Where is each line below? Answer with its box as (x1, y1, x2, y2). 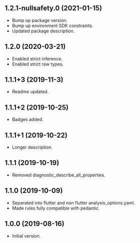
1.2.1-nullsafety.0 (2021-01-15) (4, 4, 102, 12)
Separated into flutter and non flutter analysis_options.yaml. (11, 199, 135, 205)
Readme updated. (11, 88, 49, 94)
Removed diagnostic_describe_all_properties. (11, 172, 105, 178)
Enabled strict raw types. (11, 61, 63, 67)
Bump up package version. (11, 17, 68, 23)
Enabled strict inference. (11, 55, 63, 61)
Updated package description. (11, 27, 75, 34)
